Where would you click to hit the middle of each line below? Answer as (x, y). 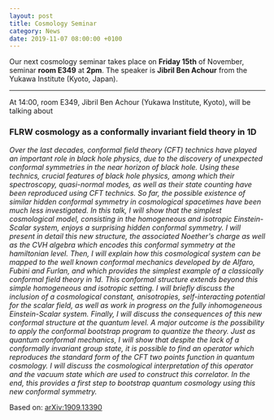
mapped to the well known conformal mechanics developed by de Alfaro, (132, 262)
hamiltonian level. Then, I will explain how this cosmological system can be (135, 253)
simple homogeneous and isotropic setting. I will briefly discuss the (122, 288)
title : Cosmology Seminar (53, 24)
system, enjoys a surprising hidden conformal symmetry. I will (137, 227)
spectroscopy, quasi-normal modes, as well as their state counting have (131, 184)
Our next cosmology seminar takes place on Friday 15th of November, (127, 62)
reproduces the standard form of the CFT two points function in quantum (132, 357)
